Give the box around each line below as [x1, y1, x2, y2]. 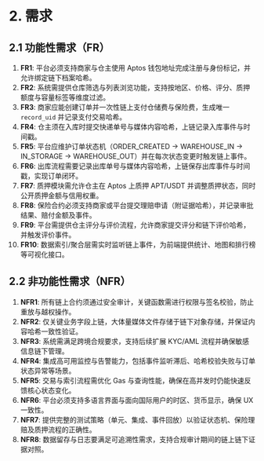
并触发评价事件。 [20, 230, 76, 240]
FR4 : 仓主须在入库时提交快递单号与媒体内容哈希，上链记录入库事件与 [20, 123, 244, 131]
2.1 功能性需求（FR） [9, 41, 110, 54]
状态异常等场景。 [20, 366, 76, 375]
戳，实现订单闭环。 [20, 171, 83, 181]
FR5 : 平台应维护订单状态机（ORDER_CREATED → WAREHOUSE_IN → [20, 142, 244, 151]
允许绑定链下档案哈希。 [20, 73, 96, 82]
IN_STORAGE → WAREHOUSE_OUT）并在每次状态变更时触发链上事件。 [20, 152, 251, 161]
